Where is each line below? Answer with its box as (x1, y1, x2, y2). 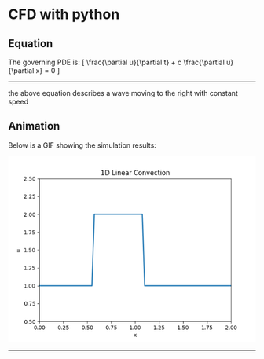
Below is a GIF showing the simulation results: (8, 140, 157, 150)
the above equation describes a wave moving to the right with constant (8, 89, 238, 97)
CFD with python (8, 5, 120, 24)
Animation (8, 119, 60, 133)
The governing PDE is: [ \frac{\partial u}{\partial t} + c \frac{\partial (8, 57, 225, 67)
